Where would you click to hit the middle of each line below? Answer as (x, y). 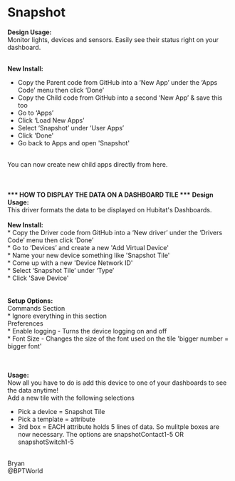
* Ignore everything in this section (57, 316)
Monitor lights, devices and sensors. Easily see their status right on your (113, 39)
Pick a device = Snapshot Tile (61, 411)
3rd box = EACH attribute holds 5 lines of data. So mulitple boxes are (118, 426)
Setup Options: (30, 301)
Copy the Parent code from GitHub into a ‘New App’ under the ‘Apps (117, 82)
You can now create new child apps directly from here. (88, 164)
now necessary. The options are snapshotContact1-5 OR (100, 434)
